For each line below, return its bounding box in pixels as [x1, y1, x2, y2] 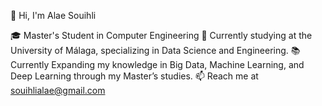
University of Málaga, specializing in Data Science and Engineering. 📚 [10, 45, 301, 56]
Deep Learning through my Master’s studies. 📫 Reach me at [10, 70, 259, 82]
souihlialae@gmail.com [10, 85, 106, 96]
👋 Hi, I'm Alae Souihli [10, 10, 97, 21]
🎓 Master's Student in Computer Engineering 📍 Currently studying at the [10, 30, 313, 41]
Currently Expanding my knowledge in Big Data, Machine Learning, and [10, 59, 305, 70]
